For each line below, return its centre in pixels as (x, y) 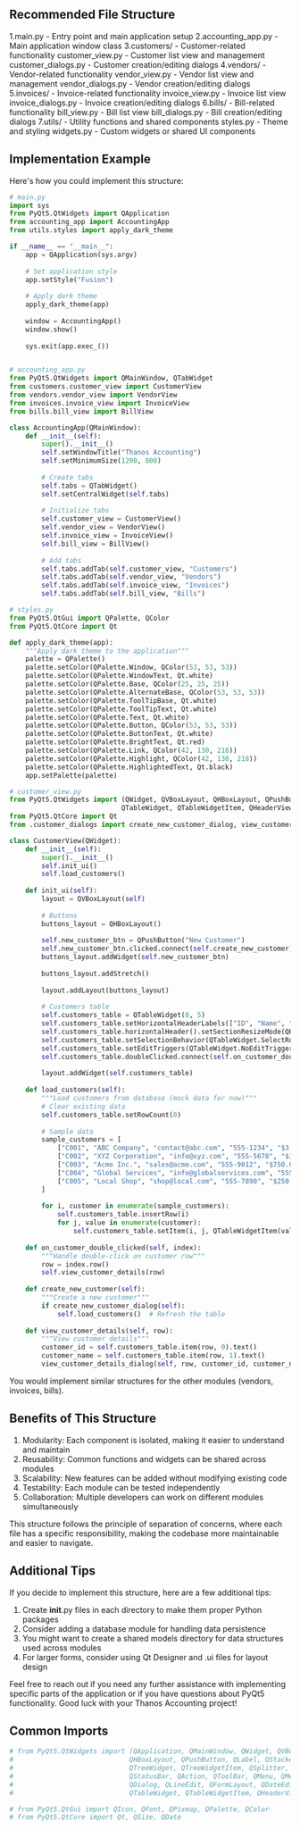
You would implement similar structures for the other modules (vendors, (142, 1381)
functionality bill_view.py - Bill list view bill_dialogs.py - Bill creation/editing (146, 112)
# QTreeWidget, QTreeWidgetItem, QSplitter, (150, 1768)
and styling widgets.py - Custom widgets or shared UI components (133, 131)
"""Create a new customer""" (96, 1298)
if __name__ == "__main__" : (62, 247)
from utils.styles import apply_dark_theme (92, 230)
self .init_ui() (70, 865)
